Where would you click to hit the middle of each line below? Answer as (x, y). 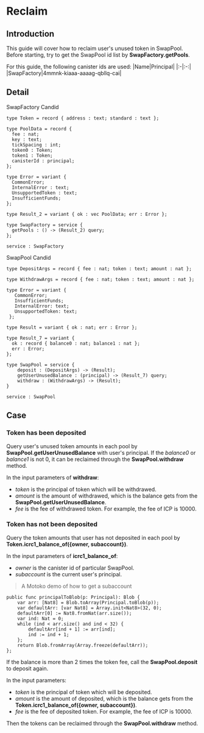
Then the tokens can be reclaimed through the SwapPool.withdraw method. (102, 723)
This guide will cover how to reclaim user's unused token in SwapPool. (95, 48)
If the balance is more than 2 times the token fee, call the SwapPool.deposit (102, 662)
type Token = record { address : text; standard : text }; (83, 118)
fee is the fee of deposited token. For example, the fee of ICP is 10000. (104, 711)
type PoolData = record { (39, 129)
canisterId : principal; (43, 161)
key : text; (27, 139)
